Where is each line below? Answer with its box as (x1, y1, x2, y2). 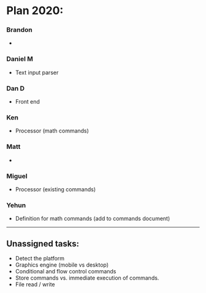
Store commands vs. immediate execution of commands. (15, 274, 159, 282)
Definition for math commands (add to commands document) (15, 215, 170, 223)
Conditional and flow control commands (15, 268, 116, 275)
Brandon (6, 26, 32, 34)
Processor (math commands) (15, 127, 89, 135)
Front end (15, 98, 40, 105)
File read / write (15, 281, 55, 288)
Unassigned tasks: (6, 238, 80, 249)
